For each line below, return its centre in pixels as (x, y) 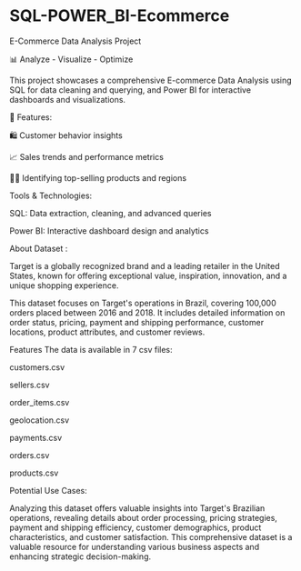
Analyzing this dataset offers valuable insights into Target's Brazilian (137, 508)
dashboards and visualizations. (67, 99)
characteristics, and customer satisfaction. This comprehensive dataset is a (151, 536)
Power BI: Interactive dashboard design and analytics (109, 230)
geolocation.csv (40, 420)
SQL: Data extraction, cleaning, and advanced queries (110, 213)
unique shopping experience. (64, 285)
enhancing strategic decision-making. (80, 556)
